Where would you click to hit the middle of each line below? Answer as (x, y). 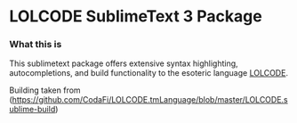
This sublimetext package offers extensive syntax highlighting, (124, 63)
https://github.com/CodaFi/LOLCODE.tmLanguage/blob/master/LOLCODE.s (150, 100)
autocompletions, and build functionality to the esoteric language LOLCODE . (149, 73)
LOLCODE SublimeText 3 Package (136, 16)
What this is (36, 45)
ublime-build (32, 110)
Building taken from (45, 90)
